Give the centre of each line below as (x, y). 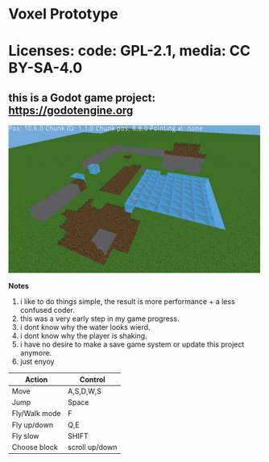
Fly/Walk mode (37, 414)
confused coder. (47, 310)
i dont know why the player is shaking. (83, 336)
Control (93, 379)
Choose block (35, 447)
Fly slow (25, 435)
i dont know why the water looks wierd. (85, 327)
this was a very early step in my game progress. (99, 318)
